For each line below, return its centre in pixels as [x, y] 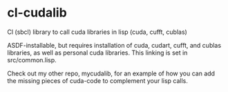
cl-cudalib [37, 13]
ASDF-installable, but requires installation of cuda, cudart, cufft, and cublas [114, 45]
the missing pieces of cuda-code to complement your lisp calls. [98, 80]
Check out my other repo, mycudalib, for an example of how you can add [111, 73]
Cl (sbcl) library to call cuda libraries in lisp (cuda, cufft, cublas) [97, 32]
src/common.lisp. [32, 59]
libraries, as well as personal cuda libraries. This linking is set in [97, 53]
